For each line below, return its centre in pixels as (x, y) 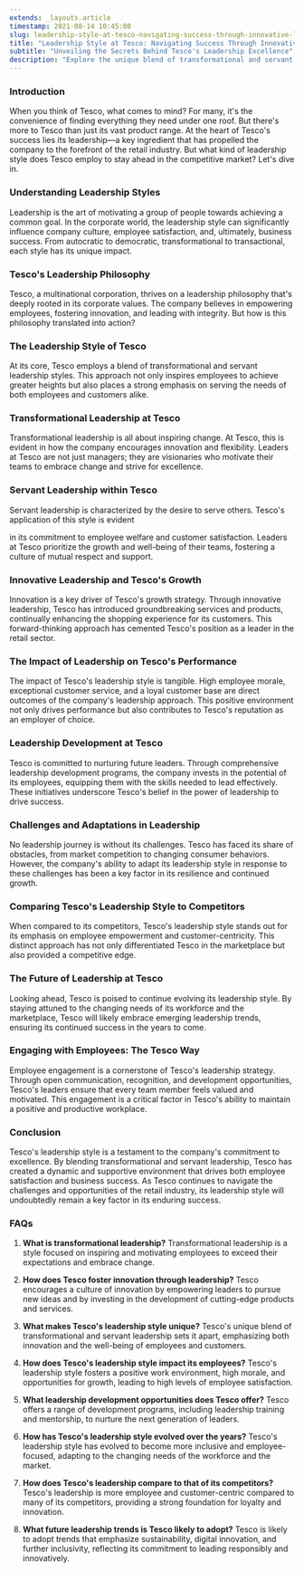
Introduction (37, 91)
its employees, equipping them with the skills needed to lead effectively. (143, 782)
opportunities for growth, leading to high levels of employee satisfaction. (157, 1383)
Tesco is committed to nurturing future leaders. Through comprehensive (144, 762)
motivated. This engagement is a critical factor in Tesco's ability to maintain (150, 1099)
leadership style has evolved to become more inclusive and (133, 1446)
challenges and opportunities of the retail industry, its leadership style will (147, 1191)
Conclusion (35, 1132)
